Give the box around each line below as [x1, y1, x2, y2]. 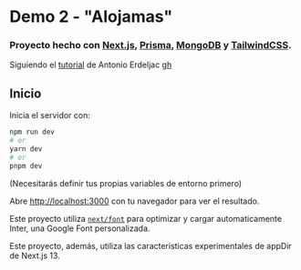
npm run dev [9, 127, 55, 137]
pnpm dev [9, 161, 43, 170]
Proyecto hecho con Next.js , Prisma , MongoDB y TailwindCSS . [9, 39, 292, 52]
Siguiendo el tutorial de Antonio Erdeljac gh [9, 59, 172, 70]
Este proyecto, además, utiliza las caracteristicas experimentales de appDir [9, 240, 292, 251]
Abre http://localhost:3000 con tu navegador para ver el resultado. [9, 195, 260, 206]
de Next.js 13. [9, 250, 61, 261]
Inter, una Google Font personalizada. [9, 223, 150, 234]
